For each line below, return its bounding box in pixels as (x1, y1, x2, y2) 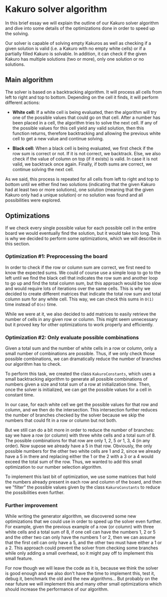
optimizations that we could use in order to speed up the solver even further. (5, 518, 162, 524)
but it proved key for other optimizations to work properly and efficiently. (5, 321, 154, 327)
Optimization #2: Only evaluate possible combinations (5, 334, 139, 341)
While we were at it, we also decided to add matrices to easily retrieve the (5, 311, 157, 317)
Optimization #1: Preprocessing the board (5, 253, 108, 260)
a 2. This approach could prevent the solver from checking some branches (5, 545, 158, 551)
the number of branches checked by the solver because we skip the (5, 412, 145, 418)
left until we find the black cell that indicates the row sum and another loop (5, 275, 158, 281)
